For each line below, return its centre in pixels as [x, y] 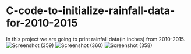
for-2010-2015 [42, 23]
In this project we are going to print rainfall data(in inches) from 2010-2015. [96, 39]
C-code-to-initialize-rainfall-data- [91, 11]
